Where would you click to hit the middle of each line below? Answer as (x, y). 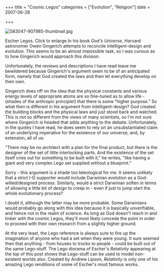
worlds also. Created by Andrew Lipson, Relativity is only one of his (90, 259)
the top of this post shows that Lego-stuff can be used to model (70, 254)
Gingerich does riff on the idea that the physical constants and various (76, 91)
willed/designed (21, 183)
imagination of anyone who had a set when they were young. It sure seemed (82, 238)
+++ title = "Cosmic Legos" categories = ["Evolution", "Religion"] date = (78, 7)
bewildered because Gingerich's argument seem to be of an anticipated (78, 71)
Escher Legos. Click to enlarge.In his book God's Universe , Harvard (73, 41)
